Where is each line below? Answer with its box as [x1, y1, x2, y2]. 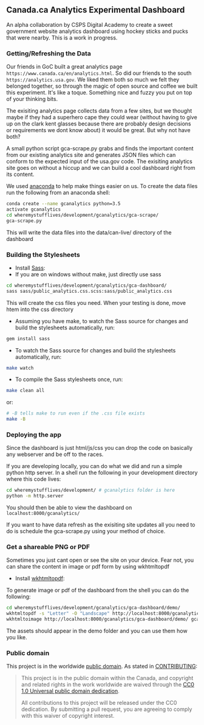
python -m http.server [6, 493, 64, 499]
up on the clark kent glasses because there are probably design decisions [6, 120, 191, 127]
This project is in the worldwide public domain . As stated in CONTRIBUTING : [6, 663, 198, 670]
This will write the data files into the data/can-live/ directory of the [6, 228, 172, 236]
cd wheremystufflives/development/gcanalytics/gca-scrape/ [6, 212, 159, 218]
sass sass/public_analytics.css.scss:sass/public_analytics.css [6, 288, 172, 294]
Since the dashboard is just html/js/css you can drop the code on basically [6, 444, 193, 452]
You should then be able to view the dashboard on [6, 504, 132, 511]
